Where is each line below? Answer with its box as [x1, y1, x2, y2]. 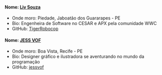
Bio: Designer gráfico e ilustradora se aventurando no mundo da [11, 53, 144, 59]
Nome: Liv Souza [4, 4, 41, 10]
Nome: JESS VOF [4, 37, 41, 43]
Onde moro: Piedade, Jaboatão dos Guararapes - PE [11, 15, 120, 21]
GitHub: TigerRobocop [11, 25, 58, 32]
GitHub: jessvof [11, 64, 44, 70]
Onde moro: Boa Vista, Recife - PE [11, 48, 83, 54]
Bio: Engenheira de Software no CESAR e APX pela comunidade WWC [11, 20, 157, 26]
